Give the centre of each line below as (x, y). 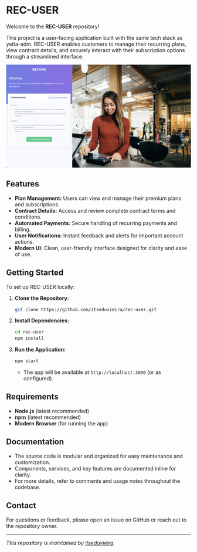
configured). (38, 379)
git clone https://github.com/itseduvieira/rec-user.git (86, 309)
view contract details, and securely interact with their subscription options (96, 50)
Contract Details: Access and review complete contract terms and (95, 210)
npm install (29, 338)
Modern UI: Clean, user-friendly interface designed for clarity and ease (101, 248)
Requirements (32, 397)
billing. (23, 229)
